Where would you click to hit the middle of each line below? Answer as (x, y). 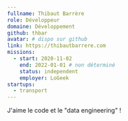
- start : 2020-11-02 (43, 59)
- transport (31, 91)
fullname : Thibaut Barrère (46, 13)
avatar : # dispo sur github (47, 39)
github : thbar (28, 33)
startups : (21, 84)
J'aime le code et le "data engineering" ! (64, 111)
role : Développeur (33, 20)
